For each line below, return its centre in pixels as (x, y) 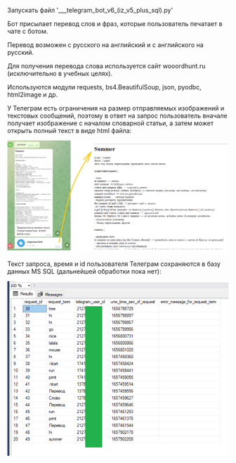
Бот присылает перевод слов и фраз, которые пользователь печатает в (115, 24)
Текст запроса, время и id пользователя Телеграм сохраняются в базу (114, 264)
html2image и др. (33, 95)
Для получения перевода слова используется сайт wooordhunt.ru (106, 66)
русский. (21, 52)
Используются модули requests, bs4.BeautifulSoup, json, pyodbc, (104, 87)
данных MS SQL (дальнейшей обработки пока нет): (84, 272)
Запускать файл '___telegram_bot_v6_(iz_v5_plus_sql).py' (90, 10)
